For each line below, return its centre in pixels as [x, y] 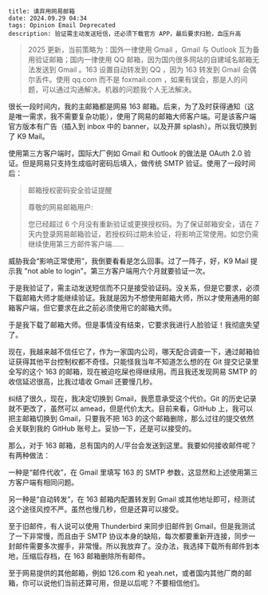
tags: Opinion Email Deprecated [62, 26]
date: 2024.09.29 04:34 [48, 18]
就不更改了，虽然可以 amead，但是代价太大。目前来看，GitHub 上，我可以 [131, 408]
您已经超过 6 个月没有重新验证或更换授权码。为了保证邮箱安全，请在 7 [143, 224]
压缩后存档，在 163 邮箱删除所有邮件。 [86, 556]
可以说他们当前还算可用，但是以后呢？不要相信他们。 [116, 583]
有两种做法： [29, 455]
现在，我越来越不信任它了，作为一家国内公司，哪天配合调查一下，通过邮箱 [130, 352]
